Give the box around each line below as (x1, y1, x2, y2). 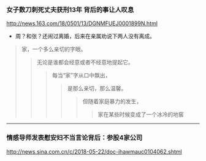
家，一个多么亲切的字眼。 (21, 45, 86, 53)
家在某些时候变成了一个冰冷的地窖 (97, 111, 184, 118)
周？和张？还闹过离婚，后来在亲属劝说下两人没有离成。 (15, 33, 155, 40)
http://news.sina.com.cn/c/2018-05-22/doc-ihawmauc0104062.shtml (6, 147, 182, 155)
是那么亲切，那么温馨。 (67, 85, 127, 92)
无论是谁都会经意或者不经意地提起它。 (36, 58, 134, 66)
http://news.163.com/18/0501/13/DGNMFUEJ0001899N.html (6, 20, 158, 27)
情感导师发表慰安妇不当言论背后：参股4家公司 (6, 133, 143, 142)
